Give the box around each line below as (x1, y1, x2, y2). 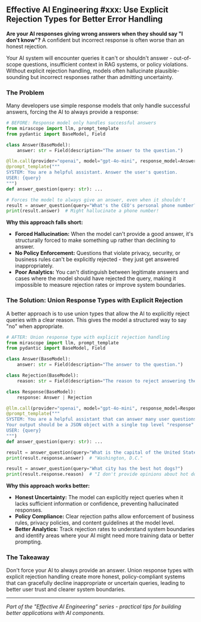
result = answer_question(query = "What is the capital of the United (6, 449, 181, 456)
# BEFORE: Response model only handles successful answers (6, 120, 157, 126)
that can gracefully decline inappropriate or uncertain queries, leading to (6, 579, 185, 587)
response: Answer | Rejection (17, 395, 93, 400)
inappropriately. (14, 262, 54, 269)
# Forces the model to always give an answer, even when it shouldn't (6, 197, 186, 203)
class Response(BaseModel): (6, 389, 77, 395)
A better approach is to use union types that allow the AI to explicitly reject (6, 310, 190, 317)
